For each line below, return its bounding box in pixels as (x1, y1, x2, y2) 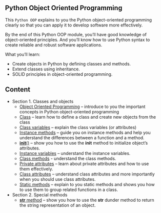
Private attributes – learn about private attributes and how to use (19, 161, 149, 167)
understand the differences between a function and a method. (19, 134, 145, 141)
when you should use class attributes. (19, 176, 96, 182)
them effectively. (19, 166, 54, 171)
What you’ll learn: (5, 51, 40, 57)
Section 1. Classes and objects (12, 98, 74, 104)
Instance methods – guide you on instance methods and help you (19, 129, 151, 135)
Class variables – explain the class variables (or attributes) (19, 124, 137, 130)
